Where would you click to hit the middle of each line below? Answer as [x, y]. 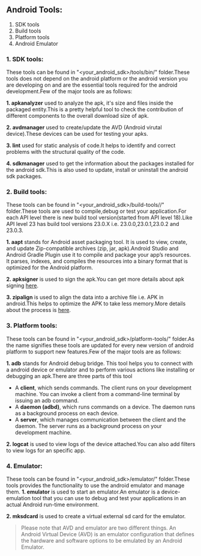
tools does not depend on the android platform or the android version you [97, 79]
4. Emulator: [25, 466]
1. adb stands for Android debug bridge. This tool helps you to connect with [100, 363]
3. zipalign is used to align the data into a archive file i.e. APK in [85, 298]
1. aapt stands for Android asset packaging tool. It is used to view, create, [97, 242]
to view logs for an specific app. [46, 450]
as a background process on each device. [67, 413]
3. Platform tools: [32, 326]
